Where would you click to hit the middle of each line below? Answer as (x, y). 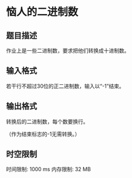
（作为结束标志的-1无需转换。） (43, 134)
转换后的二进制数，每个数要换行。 (47, 121)
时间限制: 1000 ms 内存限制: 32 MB (48, 169)
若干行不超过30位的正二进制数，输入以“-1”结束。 (65, 86)
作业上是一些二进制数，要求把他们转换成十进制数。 (68, 51)
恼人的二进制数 (42, 12)
